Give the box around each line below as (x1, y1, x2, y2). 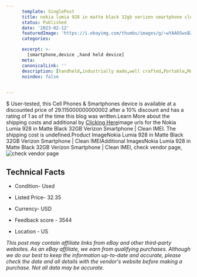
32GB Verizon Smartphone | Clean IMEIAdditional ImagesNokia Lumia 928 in (6, 138, 191, 145)
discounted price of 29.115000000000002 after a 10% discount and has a (6, 107, 184, 114)
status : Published (21, 19, 67, 25)
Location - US (14, 228, 49, 235)
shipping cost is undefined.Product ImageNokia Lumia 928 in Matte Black (6, 131, 184, 138)
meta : (21, 57, 35, 63)
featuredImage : (21, 30, 59, 36)
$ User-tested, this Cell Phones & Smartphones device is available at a (6, 100, 176, 107)
